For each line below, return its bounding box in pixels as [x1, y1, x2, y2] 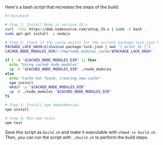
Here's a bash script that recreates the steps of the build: [5, 4, 119, 10]
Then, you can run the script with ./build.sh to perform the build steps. [5, 134, 149, 140]
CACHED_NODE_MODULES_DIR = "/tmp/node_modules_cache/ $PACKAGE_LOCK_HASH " [5, 49, 153, 54]
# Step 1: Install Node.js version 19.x [5, 22, 88, 27]
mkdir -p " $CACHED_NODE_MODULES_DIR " [9, 85, 86, 90]
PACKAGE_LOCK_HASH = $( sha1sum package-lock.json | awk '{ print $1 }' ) [5, 45, 151, 49]
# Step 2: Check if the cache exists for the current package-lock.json [5, 40, 155, 45]
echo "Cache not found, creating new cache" [9, 76, 101, 81]
